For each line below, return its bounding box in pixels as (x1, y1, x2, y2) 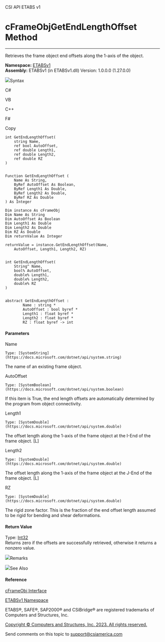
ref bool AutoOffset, (14, 143, 58, 148)
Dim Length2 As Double (5, 225, 52, 230)
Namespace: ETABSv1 (5, 62, 51, 68)
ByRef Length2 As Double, (14, 190, 67, 196)
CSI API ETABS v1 (5, 4, 41, 10)
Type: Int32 (5, 535, 28, 541)
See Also (10, 565, 28, 571)
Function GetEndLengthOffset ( (5, 173, 69, 179)
